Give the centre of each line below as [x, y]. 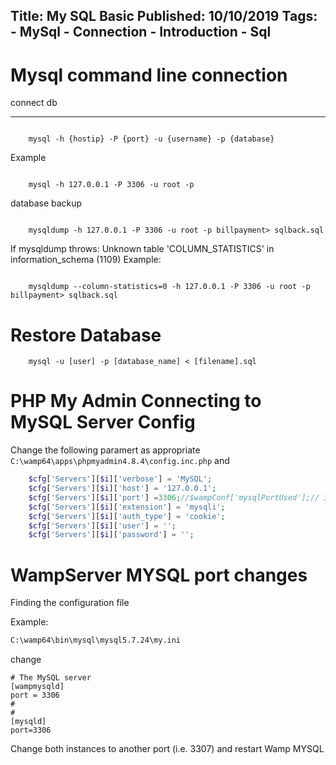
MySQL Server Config [103, 422]
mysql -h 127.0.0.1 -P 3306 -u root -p [111, 185]
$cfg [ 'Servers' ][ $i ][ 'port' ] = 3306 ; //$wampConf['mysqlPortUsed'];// [174, 497]
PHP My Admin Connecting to [136, 401]
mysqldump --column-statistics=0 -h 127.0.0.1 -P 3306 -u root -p [169, 287]
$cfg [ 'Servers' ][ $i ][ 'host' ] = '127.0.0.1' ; [122, 489]
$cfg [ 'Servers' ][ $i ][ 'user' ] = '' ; [102, 525]
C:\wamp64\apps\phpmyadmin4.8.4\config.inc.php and [120, 461]
